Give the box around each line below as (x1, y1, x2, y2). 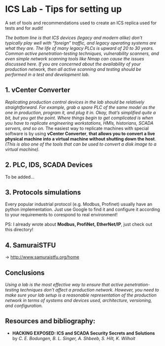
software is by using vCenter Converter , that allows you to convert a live (5, 130, 155, 137)
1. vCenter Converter (5, 86, 70, 95)
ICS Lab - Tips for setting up (5, 3, 122, 15)
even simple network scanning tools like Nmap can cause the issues (5, 55, 144, 61)
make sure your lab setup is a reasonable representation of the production (5, 292, 157, 298)
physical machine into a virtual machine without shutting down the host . (5, 136, 156, 142)
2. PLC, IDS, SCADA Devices (5, 161, 93, 169)
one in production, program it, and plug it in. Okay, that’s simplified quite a (5, 109, 156, 115)
